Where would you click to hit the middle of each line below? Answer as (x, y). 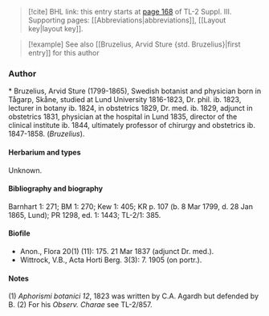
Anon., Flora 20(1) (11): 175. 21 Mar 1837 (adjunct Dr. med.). (117, 251)
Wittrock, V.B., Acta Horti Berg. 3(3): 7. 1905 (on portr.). (111, 260)
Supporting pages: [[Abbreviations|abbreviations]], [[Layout (127, 20)
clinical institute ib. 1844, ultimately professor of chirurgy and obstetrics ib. (132, 125)
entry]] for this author (63, 53)
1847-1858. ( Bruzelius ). (47, 134)
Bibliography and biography (55, 189)
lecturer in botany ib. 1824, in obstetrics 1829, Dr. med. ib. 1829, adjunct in (130, 109)
